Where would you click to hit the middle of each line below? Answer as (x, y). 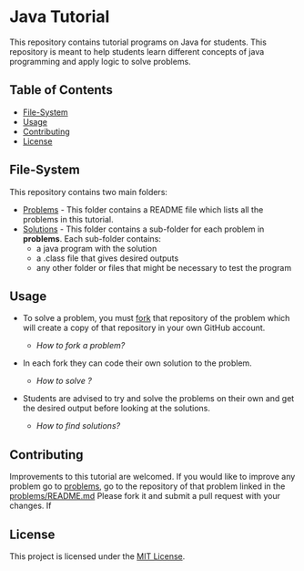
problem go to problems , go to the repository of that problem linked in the (147, 486)
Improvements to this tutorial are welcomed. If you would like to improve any (152, 477)
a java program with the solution (96, 248)
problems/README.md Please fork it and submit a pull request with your (145, 496)
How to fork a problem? (81, 346)
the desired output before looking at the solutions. (117, 409)
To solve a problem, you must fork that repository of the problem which (156, 318)
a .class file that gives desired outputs (107, 258)
